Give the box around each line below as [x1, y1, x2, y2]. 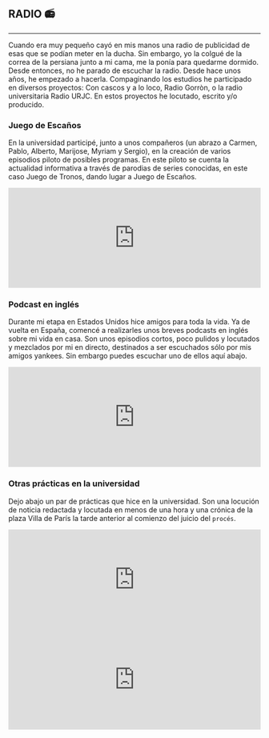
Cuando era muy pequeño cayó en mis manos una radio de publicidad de [8, 40, 251, 50]
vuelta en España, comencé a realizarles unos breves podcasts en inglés [8, 326, 249, 335]
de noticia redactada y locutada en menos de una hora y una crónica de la [8, 504, 254, 515]
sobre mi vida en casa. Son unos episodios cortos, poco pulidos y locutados [8, 334, 260, 343]
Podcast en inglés [8, 299, 80, 311]
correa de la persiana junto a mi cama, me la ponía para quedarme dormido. [8, 57, 259, 66]
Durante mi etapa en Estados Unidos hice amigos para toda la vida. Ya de [8, 317, 251, 327]
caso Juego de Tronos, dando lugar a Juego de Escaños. [8, 172, 198, 182]
